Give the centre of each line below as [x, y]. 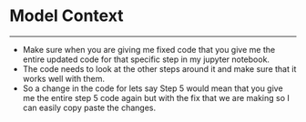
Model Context [67, 16]
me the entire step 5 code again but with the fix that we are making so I [156, 97]
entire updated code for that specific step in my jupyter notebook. [146, 59]
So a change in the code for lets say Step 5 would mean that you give [153, 88]
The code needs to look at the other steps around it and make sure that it [159, 68]
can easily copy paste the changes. [89, 107]
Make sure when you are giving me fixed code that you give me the [149, 49]
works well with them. [63, 78]
